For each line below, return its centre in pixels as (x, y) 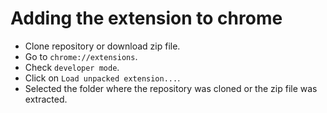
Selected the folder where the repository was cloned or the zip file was (171, 88)
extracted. (46, 99)
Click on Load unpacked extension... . (102, 78)
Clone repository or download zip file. (102, 46)
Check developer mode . (72, 67)
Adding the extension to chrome (146, 18)
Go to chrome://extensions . (81, 56)
